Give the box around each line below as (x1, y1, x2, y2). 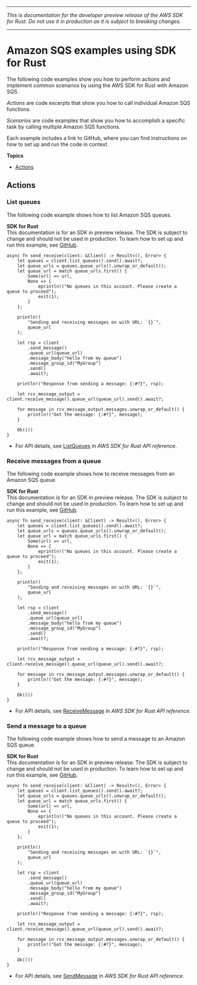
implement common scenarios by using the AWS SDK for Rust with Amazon (6, 81, 189, 88)
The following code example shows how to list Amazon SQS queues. (6, 211, 172, 218)
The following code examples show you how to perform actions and (6, 76, 170, 83)
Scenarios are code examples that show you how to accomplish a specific (6, 117, 186, 124)
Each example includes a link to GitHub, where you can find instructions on (6, 134, 188, 141)
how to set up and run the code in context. (6, 141, 109, 148)
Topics (6, 152, 24, 159)
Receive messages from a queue (6, 457, 101, 465)
